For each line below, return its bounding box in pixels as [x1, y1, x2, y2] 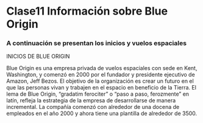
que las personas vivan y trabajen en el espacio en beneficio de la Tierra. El [6, 84, 197, 91]
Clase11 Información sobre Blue [6, 4, 168, 18]
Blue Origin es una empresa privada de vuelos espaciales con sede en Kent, [6, 65, 198, 72]
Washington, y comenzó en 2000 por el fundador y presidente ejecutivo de [6, 71, 195, 79]
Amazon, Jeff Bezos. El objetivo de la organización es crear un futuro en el [6, 77, 194, 85]
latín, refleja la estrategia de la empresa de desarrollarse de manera [6, 97, 176, 104]
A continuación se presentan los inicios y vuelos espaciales [6, 39, 187, 47]
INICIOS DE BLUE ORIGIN [6, 53, 70, 60]
